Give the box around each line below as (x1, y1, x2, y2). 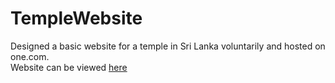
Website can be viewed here (10, 61, 128, 73)
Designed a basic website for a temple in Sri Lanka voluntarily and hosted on (10, 40, 326, 52)
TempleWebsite (10, 7, 143, 30)
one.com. (10, 50, 50, 62)
